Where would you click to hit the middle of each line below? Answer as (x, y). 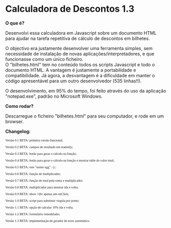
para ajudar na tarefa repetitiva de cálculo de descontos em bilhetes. (78, 38)
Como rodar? (20, 106)
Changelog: (18, 131)
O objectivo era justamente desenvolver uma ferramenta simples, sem (79, 48)
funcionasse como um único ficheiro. (44, 59)
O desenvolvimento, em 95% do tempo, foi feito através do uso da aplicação (86, 90)
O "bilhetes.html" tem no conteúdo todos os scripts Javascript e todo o (80, 64)
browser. (15, 121)
